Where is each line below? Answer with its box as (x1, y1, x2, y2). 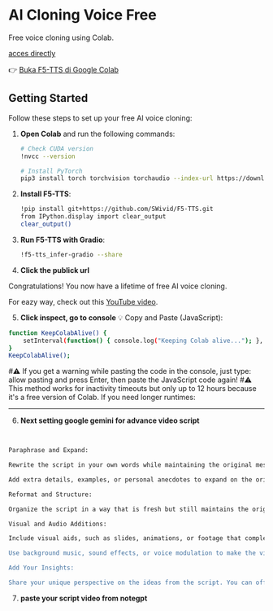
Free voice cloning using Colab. (8, 33, 115, 42)
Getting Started (8, 91, 89, 105)
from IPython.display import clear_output (19, 213, 167, 221)
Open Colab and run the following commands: (19, 129, 175, 138)
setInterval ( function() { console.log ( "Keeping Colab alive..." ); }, (23, 336, 264, 345)
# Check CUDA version (19, 144, 93, 152)
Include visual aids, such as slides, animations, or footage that (8, 534, 242, 543)
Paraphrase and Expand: (8, 446, 89, 455)
